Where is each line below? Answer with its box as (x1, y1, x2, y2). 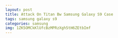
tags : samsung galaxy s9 (5, 16, 57, 21)
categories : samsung (5, 21, 49, 26)
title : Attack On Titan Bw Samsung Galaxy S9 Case (5, 12, 113, 17)
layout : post (5, 7, 33, 12)
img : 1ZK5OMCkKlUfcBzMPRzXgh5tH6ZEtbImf (5, 26, 91, 31)
